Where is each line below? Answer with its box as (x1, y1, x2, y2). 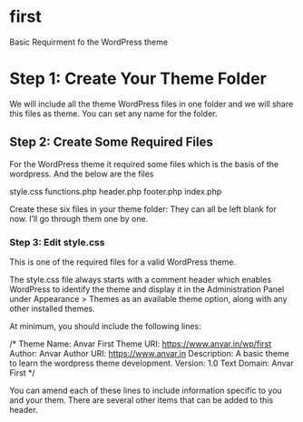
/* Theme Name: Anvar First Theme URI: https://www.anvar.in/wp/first (9, 338, 272, 349)
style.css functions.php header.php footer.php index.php (9, 186, 222, 196)
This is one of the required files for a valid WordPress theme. (9, 256, 237, 267)
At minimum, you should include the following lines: (9, 320, 201, 331)
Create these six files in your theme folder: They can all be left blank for (9, 203, 277, 215)
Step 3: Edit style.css (9, 236, 105, 248)
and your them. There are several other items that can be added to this (9, 394, 274, 406)
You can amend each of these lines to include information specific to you (9, 385, 283, 396)
